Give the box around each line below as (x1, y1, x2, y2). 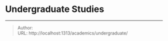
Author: (17, 24, 33, 30)
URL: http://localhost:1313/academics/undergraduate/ (17, 30, 128, 36)
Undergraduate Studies (5, 3, 104, 15)
